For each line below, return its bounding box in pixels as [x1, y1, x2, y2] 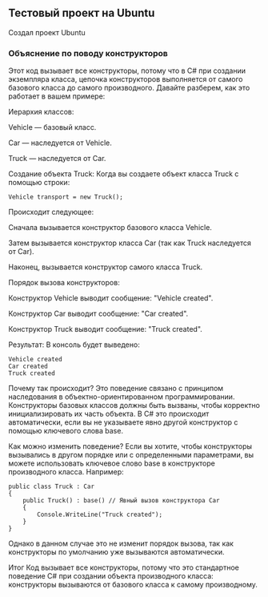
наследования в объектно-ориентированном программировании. [8, 392, 235, 401]
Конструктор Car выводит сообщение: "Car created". [8, 309, 189, 319]
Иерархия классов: [8, 107, 74, 117]
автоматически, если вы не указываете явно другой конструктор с [8, 417, 238, 427]
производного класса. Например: [8, 467, 124, 477]
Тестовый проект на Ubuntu [8, 6, 155, 20]
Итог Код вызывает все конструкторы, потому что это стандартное [8, 563, 240, 572]
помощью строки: [8, 178, 70, 188]
